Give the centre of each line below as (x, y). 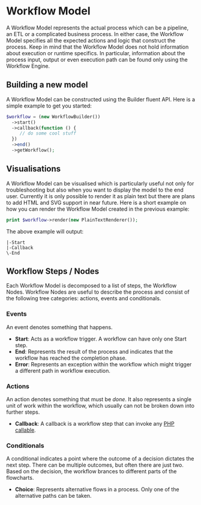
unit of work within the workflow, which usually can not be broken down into (100, 405)
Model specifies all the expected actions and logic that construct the (91, 40)
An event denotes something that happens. (59, 327)
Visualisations (34, 169)
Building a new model (47, 85)
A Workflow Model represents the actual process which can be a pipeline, (97, 28)
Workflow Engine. (28, 66)
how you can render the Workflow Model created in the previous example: (98, 209)
